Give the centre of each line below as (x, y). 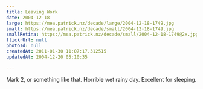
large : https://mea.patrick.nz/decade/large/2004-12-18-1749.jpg (90, 23)
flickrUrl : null (27, 40)
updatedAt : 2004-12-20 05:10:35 (47, 57)
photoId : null (24, 46)
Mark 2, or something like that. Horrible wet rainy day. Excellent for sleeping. (101, 79)
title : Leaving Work (32, 12)
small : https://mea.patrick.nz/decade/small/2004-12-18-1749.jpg (90, 29)
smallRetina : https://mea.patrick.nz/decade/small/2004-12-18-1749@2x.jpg (102, 35)
